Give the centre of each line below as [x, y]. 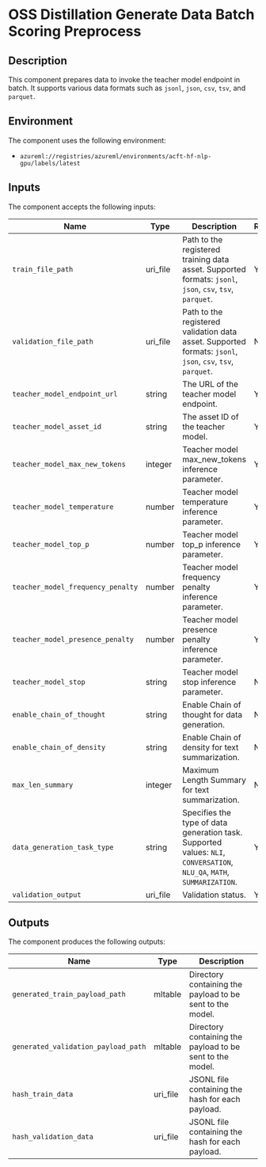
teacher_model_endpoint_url [65, 394]
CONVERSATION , [207, 862]
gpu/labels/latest [50, 163]
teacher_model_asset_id [57, 426]
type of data [205, 823]
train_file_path [43, 269]
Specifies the [207, 812]
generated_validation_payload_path [79, 1047]
